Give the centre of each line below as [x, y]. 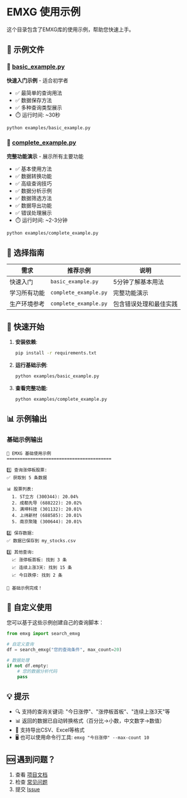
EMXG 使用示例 [44, 12]
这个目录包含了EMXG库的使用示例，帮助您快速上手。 [70, 29]
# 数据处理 [18, 661]
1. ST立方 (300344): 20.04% [45, 496]
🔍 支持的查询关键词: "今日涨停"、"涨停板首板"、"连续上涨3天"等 [92, 712]
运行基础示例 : [31, 365]
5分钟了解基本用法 [138, 282]
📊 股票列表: [20, 489]
